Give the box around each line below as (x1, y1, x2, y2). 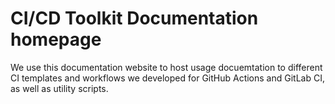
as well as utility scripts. (10, 82, 109, 94)
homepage (10, 28, 102, 51)
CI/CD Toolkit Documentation (10, 7, 259, 30)
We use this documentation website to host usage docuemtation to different (10, 61, 323, 73)
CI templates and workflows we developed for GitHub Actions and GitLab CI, (10, 72, 325, 84)
